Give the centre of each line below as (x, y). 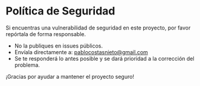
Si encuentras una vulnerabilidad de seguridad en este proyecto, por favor (98, 28)
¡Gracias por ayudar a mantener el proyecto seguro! (70, 76)
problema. (27, 65)
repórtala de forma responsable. (46, 34)
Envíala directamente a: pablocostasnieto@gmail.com (81, 52)
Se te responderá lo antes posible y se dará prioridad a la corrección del (104, 58)
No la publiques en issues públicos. (59, 46)
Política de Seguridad (60, 11)
